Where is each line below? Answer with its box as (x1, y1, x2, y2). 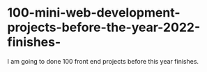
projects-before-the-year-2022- (7, 19, 201, 35)
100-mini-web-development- (7, 5, 181, 21)
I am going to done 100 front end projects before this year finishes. (7, 57, 199, 65)
